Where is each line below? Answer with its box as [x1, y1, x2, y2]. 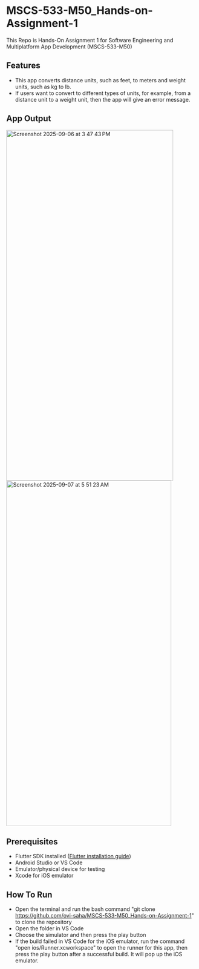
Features [6, 61, 41, 71]
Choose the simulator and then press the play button [15, 931, 146, 939]
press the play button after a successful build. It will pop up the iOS [15, 951, 183, 958]
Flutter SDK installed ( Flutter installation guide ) [15, 853, 131, 860]
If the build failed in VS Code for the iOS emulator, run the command [15, 938, 185, 945]
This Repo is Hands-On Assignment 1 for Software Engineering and [6, 36, 174, 44]
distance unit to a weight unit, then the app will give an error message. [15, 96, 191, 103]
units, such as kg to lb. [15, 83, 71, 90]
